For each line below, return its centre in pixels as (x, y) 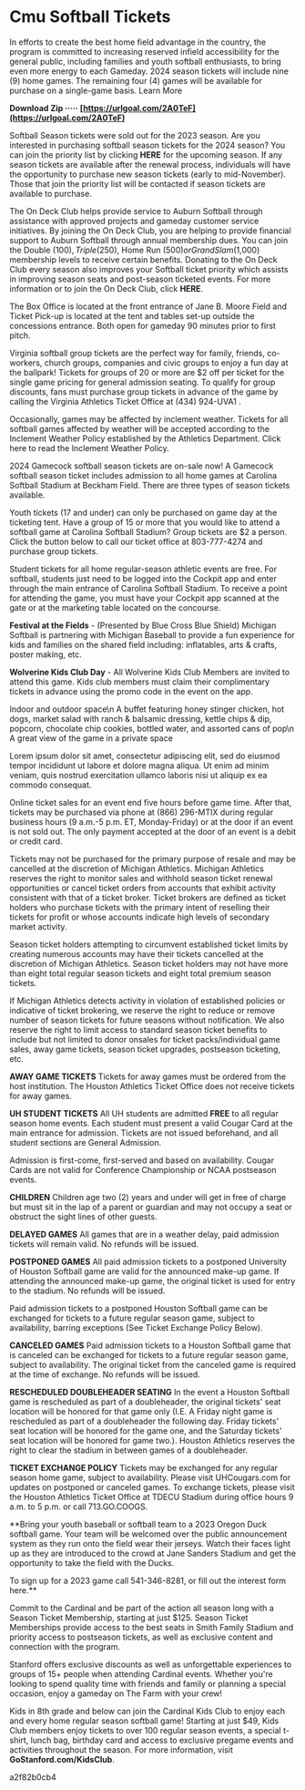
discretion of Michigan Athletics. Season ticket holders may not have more (149, 963)
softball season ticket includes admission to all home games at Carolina (143, 475)
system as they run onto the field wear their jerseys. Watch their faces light (150, 1543)
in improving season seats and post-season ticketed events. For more (140, 279)
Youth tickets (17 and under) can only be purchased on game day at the (143, 512)
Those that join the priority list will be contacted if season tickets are (137, 183)
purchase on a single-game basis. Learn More (96, 90)
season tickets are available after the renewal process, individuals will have (150, 164)
